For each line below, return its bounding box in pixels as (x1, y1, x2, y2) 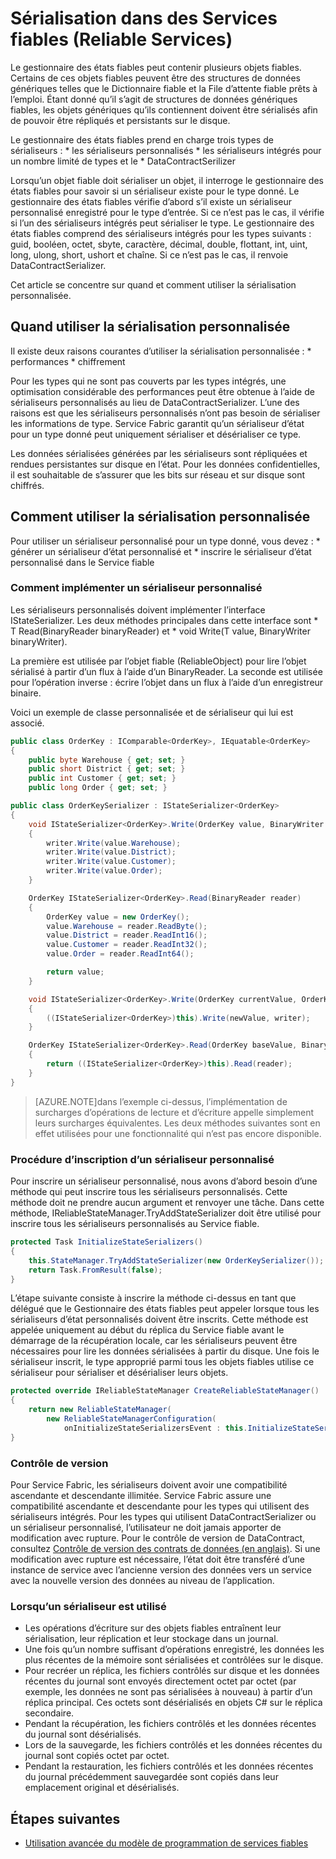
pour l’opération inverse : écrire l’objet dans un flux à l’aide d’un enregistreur (10, 676, 324, 688)
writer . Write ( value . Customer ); (46, 857, 177, 867)
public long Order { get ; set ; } (28, 783, 168, 793)
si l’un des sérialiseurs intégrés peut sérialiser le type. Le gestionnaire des (10, 217, 315, 229)
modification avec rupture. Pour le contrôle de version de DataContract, (10, 1532, 306, 1544)
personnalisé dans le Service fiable (10, 556, 155, 568)
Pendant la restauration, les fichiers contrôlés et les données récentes (24, 1760, 314, 1772)
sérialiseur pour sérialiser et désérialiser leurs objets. (10, 1367, 229, 1379)
